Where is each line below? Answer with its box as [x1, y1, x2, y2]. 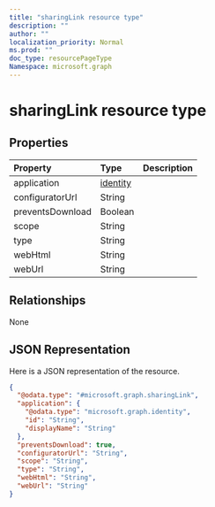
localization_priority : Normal [9, 37, 124, 47]
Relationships [9, 293, 86, 308]
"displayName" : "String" [25, 424, 116, 433]
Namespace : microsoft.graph [9, 63, 113, 72]
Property [13, 161, 52, 173]
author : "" [9, 29, 49, 38]
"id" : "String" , [25, 416, 85, 425]
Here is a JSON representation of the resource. [9, 365, 181, 376]
